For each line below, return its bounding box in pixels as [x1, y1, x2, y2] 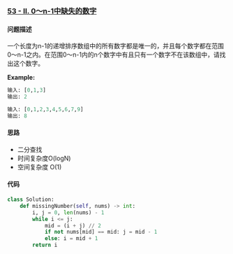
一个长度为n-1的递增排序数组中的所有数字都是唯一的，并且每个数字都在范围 [7, 42, 225, 50]
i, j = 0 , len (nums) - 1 [32, 209, 105, 216]
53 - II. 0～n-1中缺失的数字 [7, 6, 97, 15]
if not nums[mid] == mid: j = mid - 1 [44, 229, 158, 236]
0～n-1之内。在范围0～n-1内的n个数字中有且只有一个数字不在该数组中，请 [7, 50, 220, 59]
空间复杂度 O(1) [17, 162, 62, 171]
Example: [7, 73, 36, 82]
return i [32, 241, 58, 249]
